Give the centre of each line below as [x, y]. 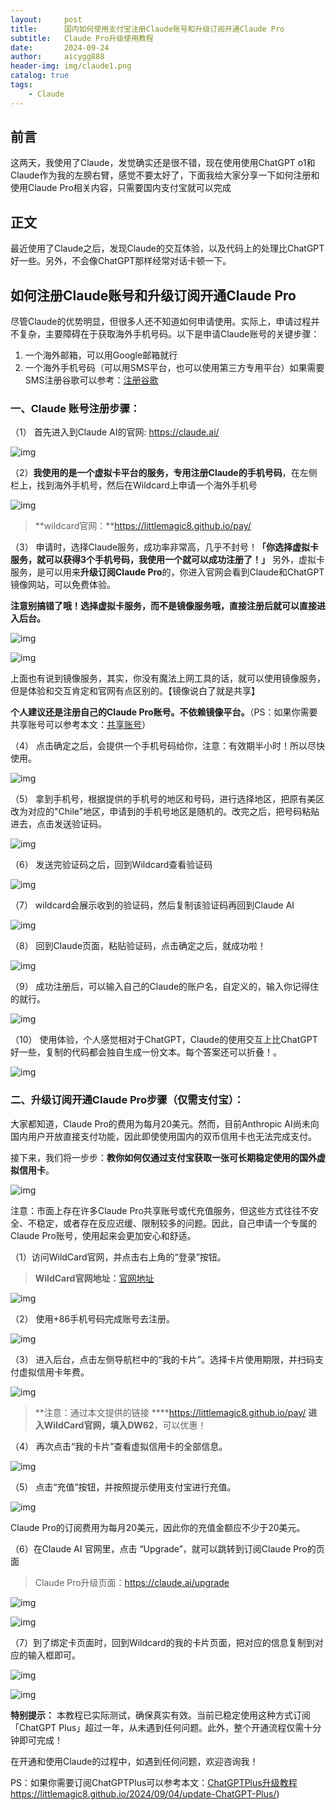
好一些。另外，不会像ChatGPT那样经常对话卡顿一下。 [121, 261]
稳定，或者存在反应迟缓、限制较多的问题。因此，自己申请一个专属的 [176, 1223]
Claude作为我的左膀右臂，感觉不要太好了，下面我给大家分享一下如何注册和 [165, 175]
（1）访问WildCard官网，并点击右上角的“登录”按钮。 [118, 1257]
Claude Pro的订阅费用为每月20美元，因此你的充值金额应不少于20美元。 [158, 1527]
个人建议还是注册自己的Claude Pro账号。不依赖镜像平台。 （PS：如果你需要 [164, 712]
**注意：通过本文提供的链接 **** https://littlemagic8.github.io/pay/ [170, 1412]
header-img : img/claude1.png [71, 66]
